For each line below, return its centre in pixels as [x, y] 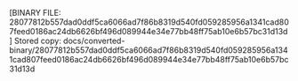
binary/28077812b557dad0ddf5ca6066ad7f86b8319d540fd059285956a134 [149, 50]
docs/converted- [94, 40]
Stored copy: [38, 40]
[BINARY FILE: [35, 13]
